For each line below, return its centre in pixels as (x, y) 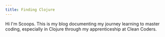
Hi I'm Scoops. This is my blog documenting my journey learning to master (82, 24)
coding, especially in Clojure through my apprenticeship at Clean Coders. (81, 29)
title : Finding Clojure (30, 10)
